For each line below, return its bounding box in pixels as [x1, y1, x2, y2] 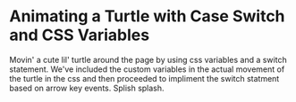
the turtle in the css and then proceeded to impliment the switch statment [9, 73, 280, 83]
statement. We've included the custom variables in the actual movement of [9, 64, 285, 75]
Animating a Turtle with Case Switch [9, 6, 285, 27]
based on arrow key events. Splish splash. [9, 82, 165, 93]
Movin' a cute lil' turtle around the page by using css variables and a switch [9, 54, 288, 65]
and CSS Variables [9, 25, 150, 45]
